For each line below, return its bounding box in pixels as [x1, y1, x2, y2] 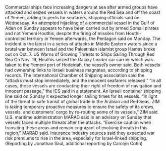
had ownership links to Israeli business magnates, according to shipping [5, 67, 153, 73]
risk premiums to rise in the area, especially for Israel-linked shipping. [5, 135, 148, 141]
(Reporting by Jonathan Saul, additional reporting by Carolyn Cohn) [5, 141, 143, 146]
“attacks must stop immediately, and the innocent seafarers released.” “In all [5, 77, 161, 83]
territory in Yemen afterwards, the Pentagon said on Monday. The [27, 36, 161, 41]
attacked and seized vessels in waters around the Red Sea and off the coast [5, 9, 161, 15]
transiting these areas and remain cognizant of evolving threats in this [5, 125, 148, 130]
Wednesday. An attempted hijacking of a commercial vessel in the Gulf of [5, 20, 155, 26]
